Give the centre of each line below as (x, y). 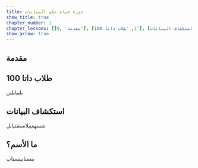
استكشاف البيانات (35, 111)
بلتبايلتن (15, 92)
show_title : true (28, 17)
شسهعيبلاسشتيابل (26, 126)
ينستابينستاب (20, 158)
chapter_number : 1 (29, 23)
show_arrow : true (28, 34)
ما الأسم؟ (22, 144)
